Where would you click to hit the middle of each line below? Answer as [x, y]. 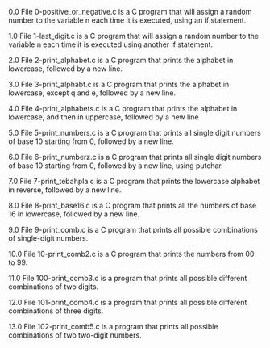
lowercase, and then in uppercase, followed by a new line [104, 117]
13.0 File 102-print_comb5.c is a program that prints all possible [113, 327]
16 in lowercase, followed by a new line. [74, 214]
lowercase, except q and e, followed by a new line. [92, 93]
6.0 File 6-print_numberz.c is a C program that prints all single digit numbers [135, 157]
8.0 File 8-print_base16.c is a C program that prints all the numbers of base [133, 205]
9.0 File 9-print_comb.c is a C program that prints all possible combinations [133, 230]
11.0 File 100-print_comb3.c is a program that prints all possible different [128, 278]
